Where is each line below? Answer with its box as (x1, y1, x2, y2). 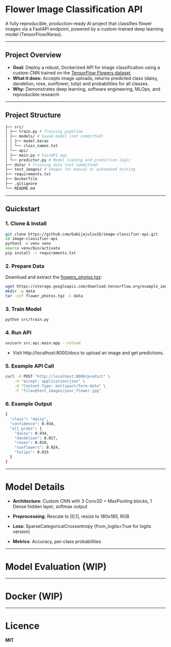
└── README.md (5, 186, 36, 191)
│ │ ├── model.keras (5, 138, 49, 144)
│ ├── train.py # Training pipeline (5, 129, 83, 134)
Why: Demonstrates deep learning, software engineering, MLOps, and (12, 86, 160, 92)
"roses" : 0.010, (14, 440, 49, 445)
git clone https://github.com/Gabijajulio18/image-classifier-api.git (5, 232, 158, 237)
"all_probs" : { (10, 426, 42, 431)
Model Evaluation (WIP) (5, 561, 107, 572)
